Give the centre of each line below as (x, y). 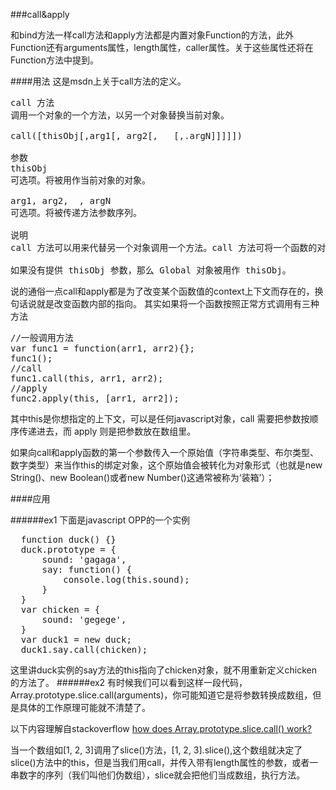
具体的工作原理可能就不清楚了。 (84, 707)
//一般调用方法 (42, 337)
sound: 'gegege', (84, 619)
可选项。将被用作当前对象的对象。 (80, 180)
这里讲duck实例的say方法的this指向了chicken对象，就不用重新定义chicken (164, 670)
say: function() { (86, 569)
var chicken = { (60, 609)
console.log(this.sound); (126, 579)
